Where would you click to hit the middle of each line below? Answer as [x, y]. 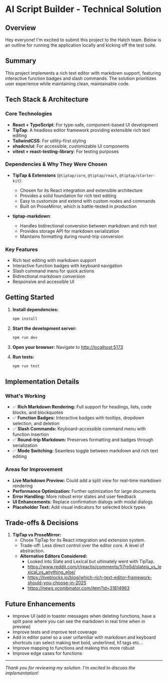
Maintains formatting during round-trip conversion [71, 236]
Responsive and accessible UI [43, 282]
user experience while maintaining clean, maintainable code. [67, 83]
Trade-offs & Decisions [42, 523]
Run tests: [23, 357]
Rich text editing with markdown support [54, 260]
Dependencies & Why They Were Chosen [56, 164]
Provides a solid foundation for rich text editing [68, 195]
